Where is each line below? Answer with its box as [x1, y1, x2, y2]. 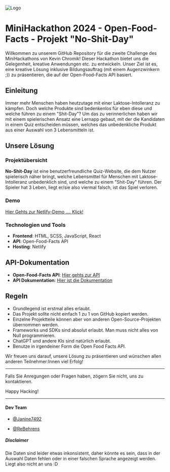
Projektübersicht [5, 157, 48, 164]
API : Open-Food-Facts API [12, 239, 68, 245]
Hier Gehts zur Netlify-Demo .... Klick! [5, 209, 83, 215]
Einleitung [5, 86, 38, 95]
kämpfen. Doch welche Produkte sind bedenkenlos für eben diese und [5, 105, 152, 111]
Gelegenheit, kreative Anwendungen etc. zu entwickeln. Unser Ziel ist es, [5, 61, 158, 67]
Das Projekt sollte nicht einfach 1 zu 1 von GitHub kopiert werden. [12, 311, 149, 317]
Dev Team [5, 404, 27, 411]
